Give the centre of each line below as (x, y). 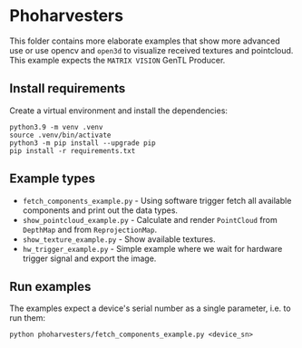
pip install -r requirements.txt (73, 150)
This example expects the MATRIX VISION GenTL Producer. (117, 60)
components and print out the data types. (100, 210)
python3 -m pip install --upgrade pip (83, 143)
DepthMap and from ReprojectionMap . (89, 229)
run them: (28, 318)
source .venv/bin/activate (60, 135)
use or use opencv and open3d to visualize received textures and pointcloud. (151, 50)
